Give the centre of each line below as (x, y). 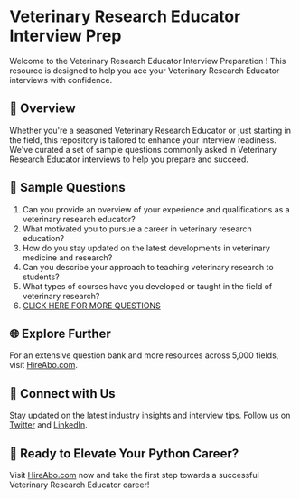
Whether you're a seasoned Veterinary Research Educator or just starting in (150, 130)
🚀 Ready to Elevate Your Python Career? (124, 453)
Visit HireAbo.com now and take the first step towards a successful (134, 475)
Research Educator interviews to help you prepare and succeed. (129, 159)
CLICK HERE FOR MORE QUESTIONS (91, 306)
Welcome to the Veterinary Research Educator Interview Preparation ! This (148, 61)
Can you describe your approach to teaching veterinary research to (148, 267)
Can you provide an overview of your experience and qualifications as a (156, 209)
